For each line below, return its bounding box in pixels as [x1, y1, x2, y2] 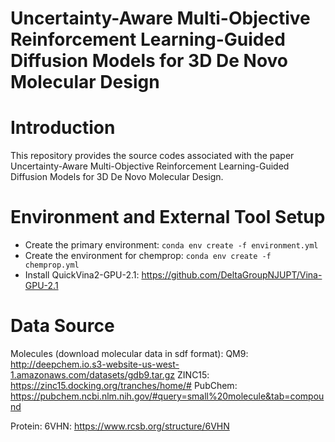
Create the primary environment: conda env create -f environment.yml [24, 239, 319, 251]
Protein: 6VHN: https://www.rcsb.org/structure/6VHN [10, 420, 230, 432]
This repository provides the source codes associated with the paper [10, 150, 295, 162]
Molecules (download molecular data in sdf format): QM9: [10, 348, 249, 359]
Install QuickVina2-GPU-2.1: [24, 269, 140, 281]
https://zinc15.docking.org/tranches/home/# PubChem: [10, 380, 238, 391]
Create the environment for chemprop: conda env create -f [24, 250, 272, 262]
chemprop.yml [24, 260, 80, 271]
